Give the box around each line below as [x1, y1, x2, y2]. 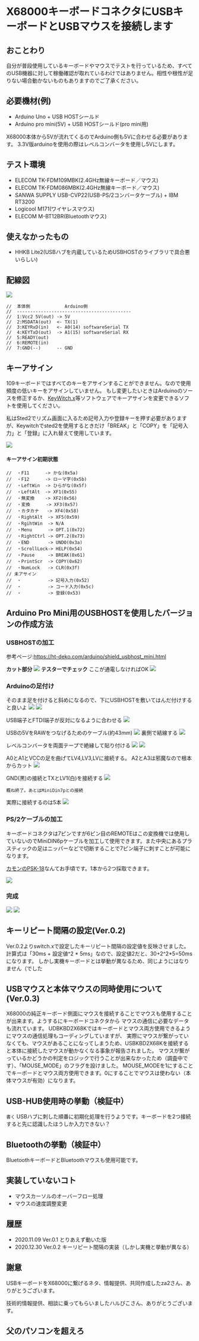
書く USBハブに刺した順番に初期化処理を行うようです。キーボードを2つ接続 [6, 1113, 191, 1120]
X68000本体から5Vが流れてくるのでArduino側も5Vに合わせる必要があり [6, 133, 183, 140]
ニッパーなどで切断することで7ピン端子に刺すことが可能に [47, 845, 191, 852]
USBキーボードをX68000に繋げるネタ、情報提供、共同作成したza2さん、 [6, 1279, 186, 1286]
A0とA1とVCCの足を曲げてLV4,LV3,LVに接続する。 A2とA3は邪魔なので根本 [6, 754, 192, 762]
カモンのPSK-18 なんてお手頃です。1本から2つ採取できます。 [6, 864, 153, 872]
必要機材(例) [6, 96, 52, 106]
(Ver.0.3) [6, 994, 40, 1004]
